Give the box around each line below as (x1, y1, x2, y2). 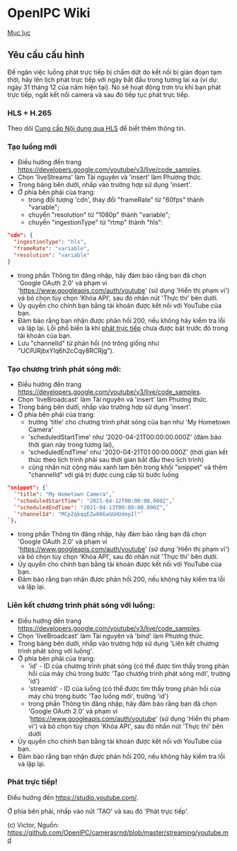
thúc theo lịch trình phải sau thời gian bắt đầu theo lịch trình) (28, 456, 204, 464)
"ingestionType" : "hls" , (13, 239, 87, 246)
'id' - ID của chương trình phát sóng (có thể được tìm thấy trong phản (28, 661, 230, 670)
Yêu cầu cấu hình (7, 49, 85, 61)
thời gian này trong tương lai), (28, 441, 115, 449)
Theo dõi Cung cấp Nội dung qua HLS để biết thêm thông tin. (7, 124, 186, 133)
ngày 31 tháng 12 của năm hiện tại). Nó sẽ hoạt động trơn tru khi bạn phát (7, 83, 221, 91)
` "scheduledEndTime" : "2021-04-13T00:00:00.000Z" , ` (13, 504, 170, 511)
